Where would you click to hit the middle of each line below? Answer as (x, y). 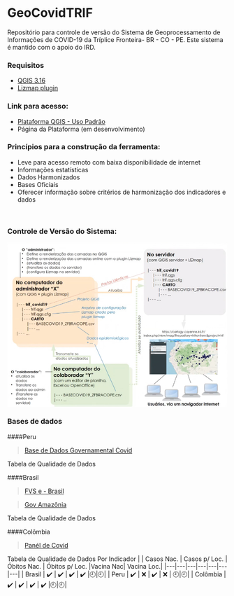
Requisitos (25, 65)
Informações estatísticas (53, 169)
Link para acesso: (38, 106)
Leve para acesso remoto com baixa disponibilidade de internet (109, 162)
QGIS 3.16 (31, 81)
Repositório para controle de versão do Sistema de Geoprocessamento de (114, 32)
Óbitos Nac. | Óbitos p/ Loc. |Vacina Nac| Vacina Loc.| (85, 566)
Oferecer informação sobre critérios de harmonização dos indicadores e (122, 192)
